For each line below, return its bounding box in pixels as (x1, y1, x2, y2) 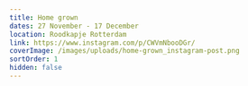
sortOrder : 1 (9, 55, 59, 64)
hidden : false (9, 64, 63, 73)
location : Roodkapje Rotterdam (9, 30, 127, 39)
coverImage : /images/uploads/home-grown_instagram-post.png (9, 47, 241, 56)
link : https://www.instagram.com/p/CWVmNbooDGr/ (9, 38, 196, 47)
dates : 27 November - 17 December (9, 21, 140, 30)
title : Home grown (9, 13, 78, 22)
